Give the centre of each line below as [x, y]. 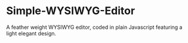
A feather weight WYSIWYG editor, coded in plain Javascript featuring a [94, 27]
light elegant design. [31, 33]
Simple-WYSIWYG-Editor [71, 11]
